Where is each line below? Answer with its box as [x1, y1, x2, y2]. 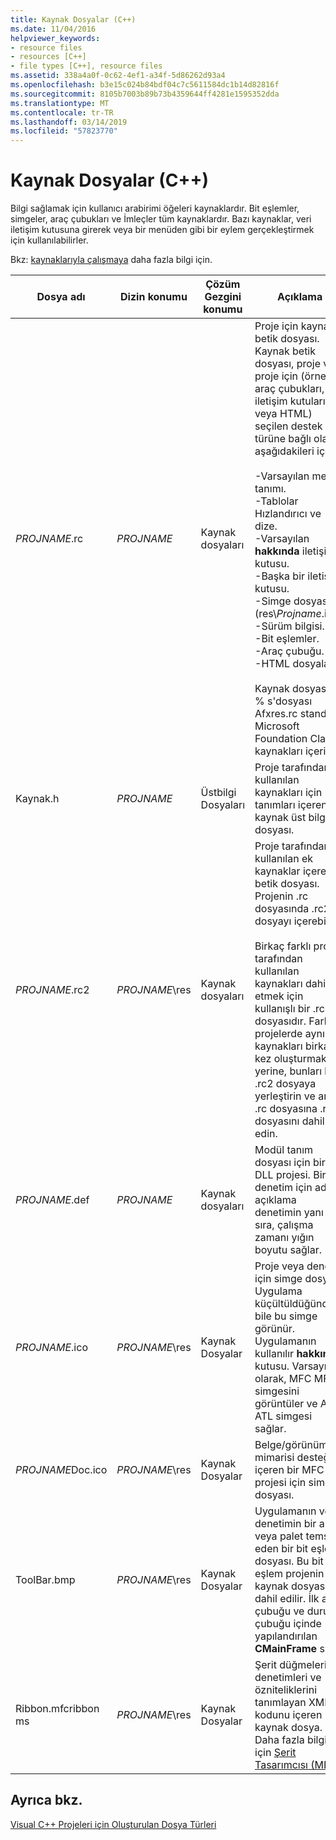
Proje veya [254, 1259, 305, 1273]
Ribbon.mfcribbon [15, 1702, 100, 1716]
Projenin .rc [254, 889, 309, 903]
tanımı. [254, 482, 287, 496]
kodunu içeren [254, 1708, 323, 1722]
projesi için [254, 1476, 307, 1490]
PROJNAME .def [15, 1193, 90, 1207]
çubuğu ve [254, 1604, 305, 1618]
